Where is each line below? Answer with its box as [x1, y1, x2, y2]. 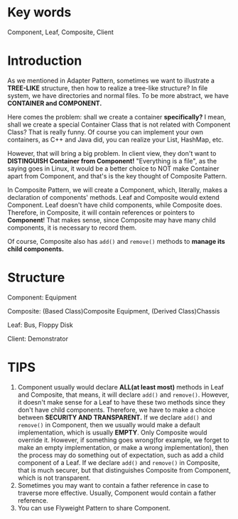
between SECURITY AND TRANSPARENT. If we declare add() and [17, 413, 212, 422]
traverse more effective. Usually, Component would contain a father [17, 488, 217, 497]
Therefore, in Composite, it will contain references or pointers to [7, 208, 195, 217]
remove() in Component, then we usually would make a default [17, 420, 200, 429]
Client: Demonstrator [7, 334, 69, 343]
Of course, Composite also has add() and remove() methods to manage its [7, 237, 225, 245]
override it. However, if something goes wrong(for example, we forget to [17, 435, 229, 444]
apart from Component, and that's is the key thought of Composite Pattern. [7, 171, 227, 180]
